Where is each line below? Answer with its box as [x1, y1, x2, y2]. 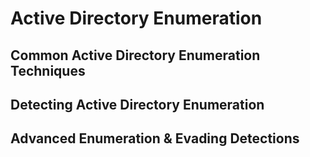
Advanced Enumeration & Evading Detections [10, 130, 300, 147]
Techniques [10, 62, 86, 79]
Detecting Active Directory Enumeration [10, 96, 265, 113]
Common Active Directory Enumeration [10, 47, 261, 64]
